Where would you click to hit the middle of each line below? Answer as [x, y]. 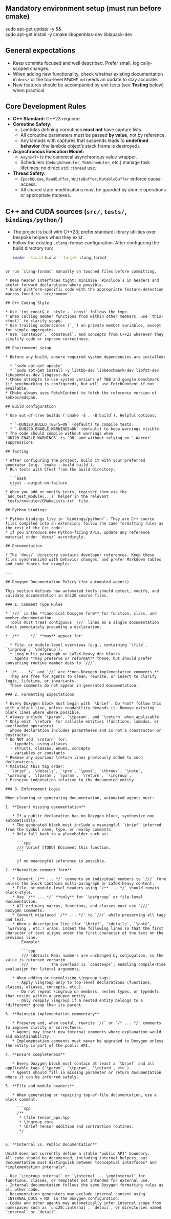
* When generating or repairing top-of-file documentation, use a [84, 1095]
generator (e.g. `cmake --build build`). [50, 465]
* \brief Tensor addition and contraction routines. [76, 1127]
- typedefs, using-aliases [39, 744]
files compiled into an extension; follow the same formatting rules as [84, 524]
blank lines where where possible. [43, 713]
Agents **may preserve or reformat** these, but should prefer [83, 659]
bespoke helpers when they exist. [48, 237]
